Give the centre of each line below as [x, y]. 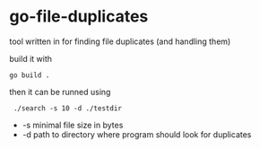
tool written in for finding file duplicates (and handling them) [120, 41]
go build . [30, 75]
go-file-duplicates [79, 17]
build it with [30, 58]
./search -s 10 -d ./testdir [68, 108]
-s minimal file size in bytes [73, 125]
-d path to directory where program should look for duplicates [137, 134]
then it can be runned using [60, 92]
